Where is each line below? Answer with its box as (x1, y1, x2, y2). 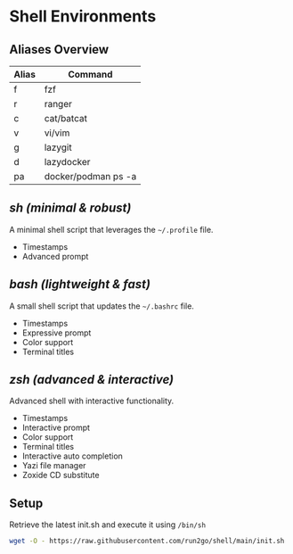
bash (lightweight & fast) (9, 277, 151, 292)
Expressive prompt (21, 327, 92, 338)
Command (68, 69, 113, 80)
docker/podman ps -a (44, 170, 137, 182)
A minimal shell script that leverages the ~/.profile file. (9, 224, 214, 235)
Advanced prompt (21, 251, 89, 261)
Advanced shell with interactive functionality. (9, 395, 175, 407)
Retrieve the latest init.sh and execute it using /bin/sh (9, 519, 207, 530)
